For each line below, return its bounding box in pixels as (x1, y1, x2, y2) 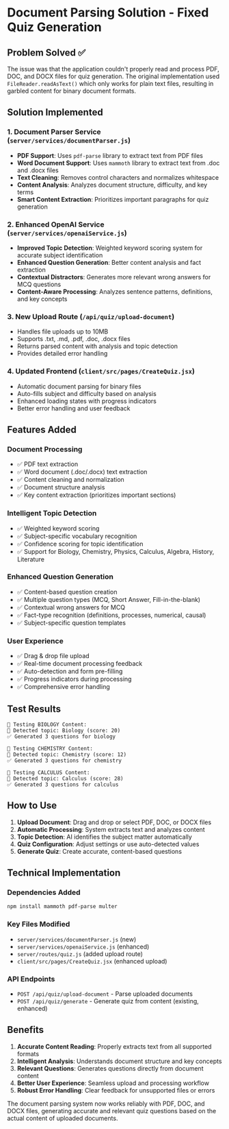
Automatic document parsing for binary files (16, 382, 142, 391)
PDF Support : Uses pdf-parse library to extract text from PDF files (16, 151, 204, 159)
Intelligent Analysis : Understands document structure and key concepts (16, 1057, 222, 1065)
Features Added (7, 423, 77, 435)
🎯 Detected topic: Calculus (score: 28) (7, 775, 124, 782)
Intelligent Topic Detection (7, 509, 97, 518)
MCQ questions (16, 280, 62, 288)
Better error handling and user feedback (16, 404, 131, 412)
